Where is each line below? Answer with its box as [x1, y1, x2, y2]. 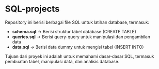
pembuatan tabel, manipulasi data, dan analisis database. [5, 58, 120, 64]
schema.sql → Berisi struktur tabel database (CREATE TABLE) [12, 28, 137, 34]
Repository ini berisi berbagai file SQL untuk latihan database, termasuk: [5, 19, 149, 25]
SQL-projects [5, 3, 60, 14]
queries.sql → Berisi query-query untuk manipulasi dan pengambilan [12, 34, 150, 40]
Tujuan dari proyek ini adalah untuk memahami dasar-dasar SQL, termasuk [5, 53, 154, 59]
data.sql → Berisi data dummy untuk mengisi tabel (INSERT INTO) [12, 44, 144, 50]
